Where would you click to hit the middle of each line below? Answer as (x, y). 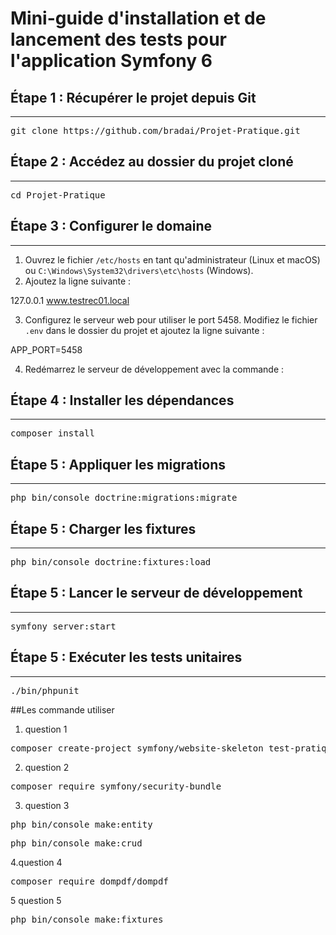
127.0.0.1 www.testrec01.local (70, 300)
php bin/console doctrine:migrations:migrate (124, 498)
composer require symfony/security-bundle (116, 786)
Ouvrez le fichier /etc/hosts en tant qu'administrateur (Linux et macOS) (172, 259)
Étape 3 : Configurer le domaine (111, 226)
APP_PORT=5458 (46, 349)
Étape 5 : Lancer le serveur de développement (156, 593)
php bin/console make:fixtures (87, 919)
